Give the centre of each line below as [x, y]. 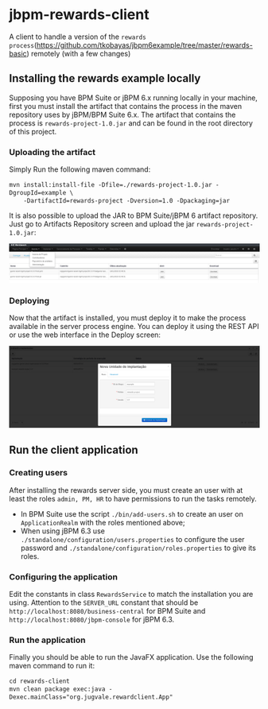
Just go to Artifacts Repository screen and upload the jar [102, 224]
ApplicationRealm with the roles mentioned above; [103, 522]
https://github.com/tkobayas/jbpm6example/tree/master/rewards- [144, 45]
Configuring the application [64, 576]
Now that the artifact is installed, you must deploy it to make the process [128, 318]
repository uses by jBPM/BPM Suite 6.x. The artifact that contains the [122, 114]
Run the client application [74, 450]
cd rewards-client [39, 681]
